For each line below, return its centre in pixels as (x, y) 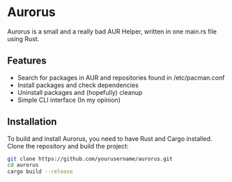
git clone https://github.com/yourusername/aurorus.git (90, 159)
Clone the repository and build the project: (68, 146)
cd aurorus (23, 165)
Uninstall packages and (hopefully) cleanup (80, 92)
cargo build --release (40, 172)
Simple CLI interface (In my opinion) (69, 100)
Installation (32, 122)
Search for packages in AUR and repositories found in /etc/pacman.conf (121, 77)
